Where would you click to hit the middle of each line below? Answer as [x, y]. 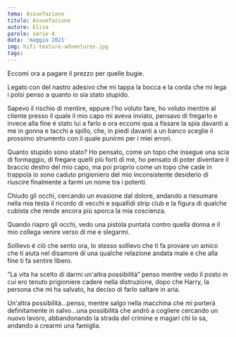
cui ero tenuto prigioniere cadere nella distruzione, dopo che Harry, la [108, 282]
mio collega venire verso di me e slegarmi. [69, 232]
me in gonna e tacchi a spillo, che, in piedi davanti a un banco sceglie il [110, 131]
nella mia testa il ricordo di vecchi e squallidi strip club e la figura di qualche [117, 203]
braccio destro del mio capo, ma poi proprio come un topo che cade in [110, 167]
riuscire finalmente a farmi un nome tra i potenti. [77, 182]
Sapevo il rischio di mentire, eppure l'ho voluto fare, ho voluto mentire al [112, 108]
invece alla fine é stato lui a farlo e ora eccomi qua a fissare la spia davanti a [118, 123]
